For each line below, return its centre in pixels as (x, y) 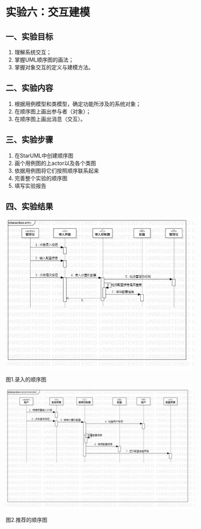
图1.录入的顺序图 (26, 379)
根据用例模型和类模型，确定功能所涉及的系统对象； (78, 104)
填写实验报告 (30, 185)
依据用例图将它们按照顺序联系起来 (57, 170)
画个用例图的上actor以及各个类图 (55, 163)
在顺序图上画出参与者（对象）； (53, 111)
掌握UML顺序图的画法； (44, 60)
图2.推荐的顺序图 (26, 520)
